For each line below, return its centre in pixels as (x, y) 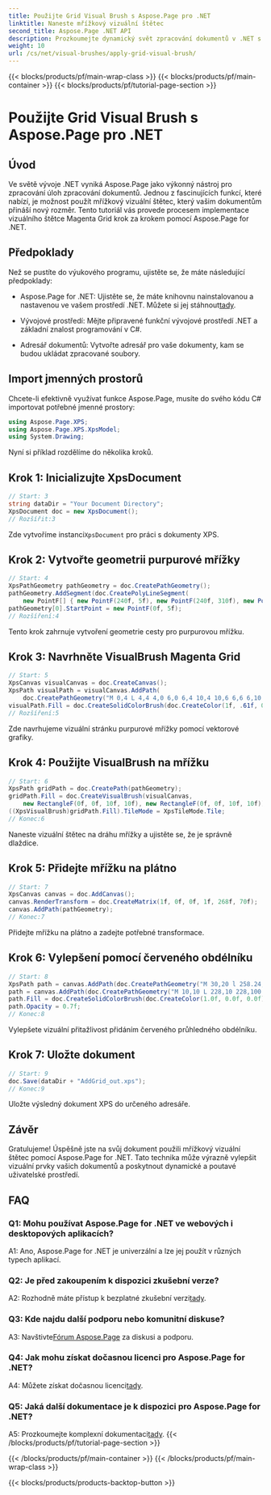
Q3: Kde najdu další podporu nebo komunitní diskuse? (117, 1319)
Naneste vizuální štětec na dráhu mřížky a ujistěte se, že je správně (120, 834)
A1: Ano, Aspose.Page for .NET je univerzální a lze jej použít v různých (125, 1251)
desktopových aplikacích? (61, 1233)
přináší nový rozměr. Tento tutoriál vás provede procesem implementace (129, 210)
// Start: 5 (28, 676)
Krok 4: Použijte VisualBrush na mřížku (109, 762)
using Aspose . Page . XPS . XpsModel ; (65, 430)
